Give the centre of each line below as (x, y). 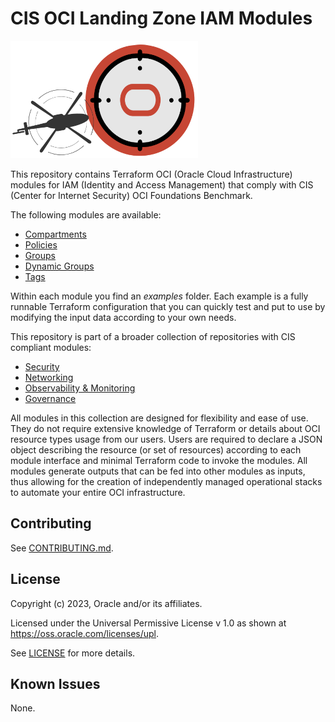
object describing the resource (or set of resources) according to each (156, 449)
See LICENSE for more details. (73, 653)
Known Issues (55, 683)
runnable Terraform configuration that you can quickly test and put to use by (168, 306)
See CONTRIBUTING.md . (62, 548)
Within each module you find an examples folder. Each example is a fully (159, 296)
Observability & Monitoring (80, 388)
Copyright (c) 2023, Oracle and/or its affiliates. (106, 603)
